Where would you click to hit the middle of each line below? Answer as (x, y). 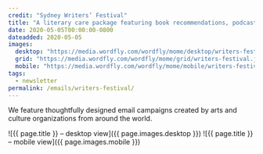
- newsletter (36, 81)
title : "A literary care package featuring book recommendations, (119, 23)
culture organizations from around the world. (80, 119)
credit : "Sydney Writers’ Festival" (68, 15)
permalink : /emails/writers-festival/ (71, 88)
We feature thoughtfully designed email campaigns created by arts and (122, 110)
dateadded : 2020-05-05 (45, 37)
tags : (17, 73)
